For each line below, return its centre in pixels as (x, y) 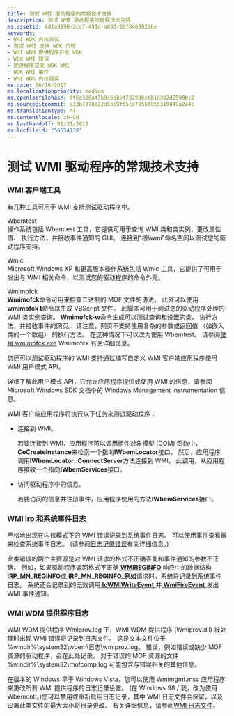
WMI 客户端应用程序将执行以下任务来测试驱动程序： (82, 413)
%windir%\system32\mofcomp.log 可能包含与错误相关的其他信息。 (104, 664)
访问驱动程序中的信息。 (51, 484)
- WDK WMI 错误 (28, 59)
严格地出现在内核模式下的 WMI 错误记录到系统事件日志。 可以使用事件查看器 (117, 535)
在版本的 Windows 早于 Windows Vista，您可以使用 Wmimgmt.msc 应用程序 (116, 679)
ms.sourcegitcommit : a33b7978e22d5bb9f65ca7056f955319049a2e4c (101, 104)
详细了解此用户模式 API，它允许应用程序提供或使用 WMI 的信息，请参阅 (110, 381)
